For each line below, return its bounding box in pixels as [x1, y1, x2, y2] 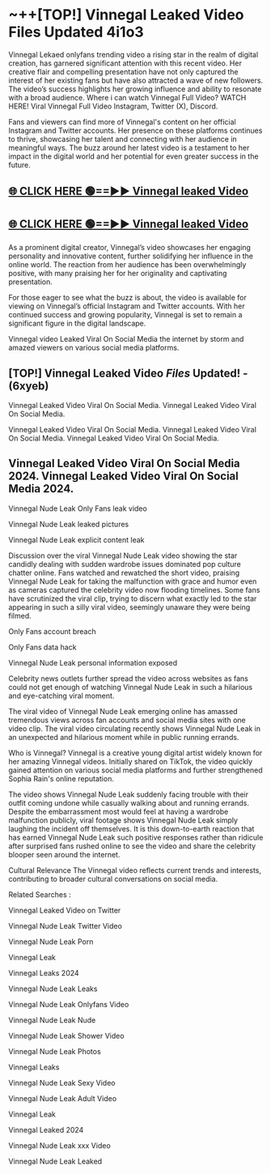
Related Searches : [8, 889, 71, 900]
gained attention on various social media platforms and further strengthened [8, 765, 263, 775]
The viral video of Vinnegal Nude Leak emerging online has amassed [8, 706, 238, 716]
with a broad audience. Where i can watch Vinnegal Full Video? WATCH [8, 92, 247, 102]
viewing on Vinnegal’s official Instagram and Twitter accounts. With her [8, 301, 245, 311]
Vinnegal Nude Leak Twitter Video [8, 921, 123, 930]
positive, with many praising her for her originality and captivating [8, 269, 227, 279]
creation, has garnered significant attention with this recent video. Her [8, 58, 243, 68]
